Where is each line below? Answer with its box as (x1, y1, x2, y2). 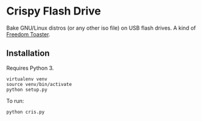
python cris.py (6, 109, 45, 115)
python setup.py (6, 87, 47, 93)
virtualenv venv (6, 76, 47, 82)
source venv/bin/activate (6, 81, 72, 87)
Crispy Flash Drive (6, 4, 102, 18)
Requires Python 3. (6, 64, 54, 71)
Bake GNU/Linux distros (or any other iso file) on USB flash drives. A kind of (6, 24, 196, 31)
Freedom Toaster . (6, 30, 50, 38)
